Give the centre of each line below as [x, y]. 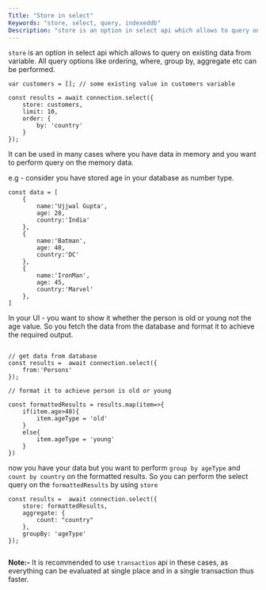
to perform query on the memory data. [71, 162]
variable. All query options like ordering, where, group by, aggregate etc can [133, 61]
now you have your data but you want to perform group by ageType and [124, 468]
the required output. [41, 335]
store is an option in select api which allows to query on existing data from [130, 53]
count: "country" [65, 520]
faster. [19, 580]
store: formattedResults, [65, 506]
